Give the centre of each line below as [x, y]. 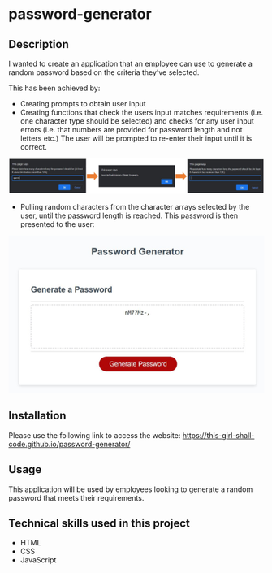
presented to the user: [57, 224]
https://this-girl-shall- [218, 435]
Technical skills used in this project [99, 523]
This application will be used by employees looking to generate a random [131, 489]
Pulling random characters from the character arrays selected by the [135, 207]
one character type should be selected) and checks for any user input [137, 121]
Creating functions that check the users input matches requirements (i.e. [142, 112]
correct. [33, 147]
